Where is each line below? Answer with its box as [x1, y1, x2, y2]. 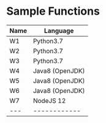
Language [44, 26, 74, 35]
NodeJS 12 [32, 96, 66, 105]
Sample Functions [6, 4, 100, 18]
